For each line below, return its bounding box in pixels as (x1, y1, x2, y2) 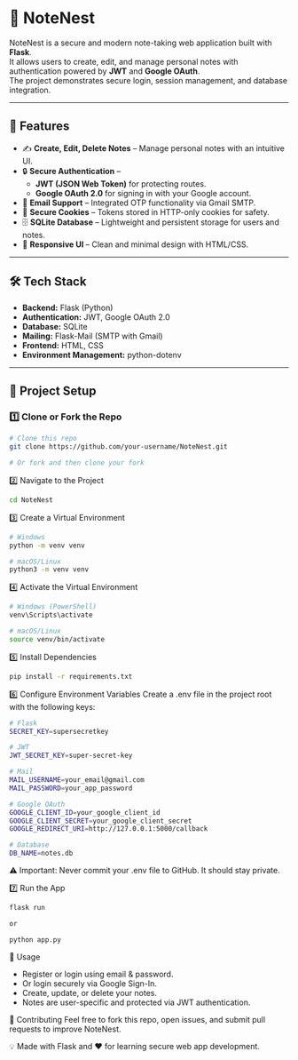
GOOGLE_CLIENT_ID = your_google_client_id (9, 808, 161, 817)
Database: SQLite (21, 321, 88, 331)
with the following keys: (9, 701, 96, 712)
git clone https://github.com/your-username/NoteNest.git (9, 442, 228, 451)
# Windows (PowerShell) (9, 602, 98, 611)
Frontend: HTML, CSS (21, 339, 105, 350)
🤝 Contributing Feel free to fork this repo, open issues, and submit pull (9, 1014, 266, 1024)
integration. (9, 84, 51, 95)
